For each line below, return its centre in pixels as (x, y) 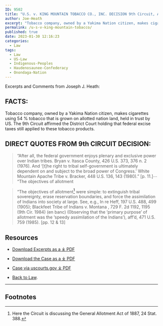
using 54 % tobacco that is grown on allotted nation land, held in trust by (78, 118)
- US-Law (18, 59)
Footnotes (21, 297)
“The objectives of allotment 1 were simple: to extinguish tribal (78, 191)
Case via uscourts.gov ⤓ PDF (41, 268)
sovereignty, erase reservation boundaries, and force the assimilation (86, 197)
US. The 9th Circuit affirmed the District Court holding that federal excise (78, 124)
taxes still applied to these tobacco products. (50, 128)
